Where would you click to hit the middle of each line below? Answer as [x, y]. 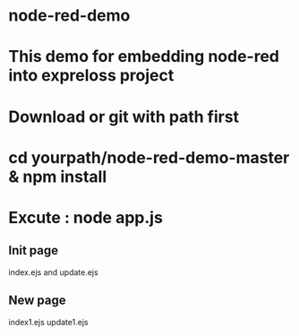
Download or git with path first [124, 116]
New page [37, 301]
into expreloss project [91, 76]
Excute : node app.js [85, 217]
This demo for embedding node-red [144, 57]
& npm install [58, 177]
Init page [34, 250]
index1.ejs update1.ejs [48, 322]
